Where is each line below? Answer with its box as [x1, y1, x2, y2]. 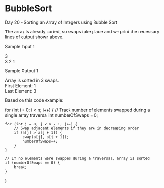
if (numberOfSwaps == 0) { [5, 160, 60, 165]
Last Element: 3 [5, 88, 37, 94]
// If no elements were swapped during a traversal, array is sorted [5, 156, 150, 161]
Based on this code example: [5, 97, 64, 103]
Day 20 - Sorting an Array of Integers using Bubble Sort [5, 19, 117, 25]
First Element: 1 [5, 82, 36, 89]
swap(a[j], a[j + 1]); [23, 134, 69, 139]
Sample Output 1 [5, 67, 38, 74]
